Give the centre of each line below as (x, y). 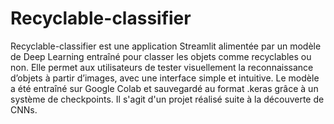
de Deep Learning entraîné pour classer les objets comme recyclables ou (161, 56)
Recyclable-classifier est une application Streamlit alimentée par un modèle (166, 46)
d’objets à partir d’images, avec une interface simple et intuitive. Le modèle (165, 78)
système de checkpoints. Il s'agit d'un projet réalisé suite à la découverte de (167, 99)
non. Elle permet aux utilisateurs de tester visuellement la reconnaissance (162, 67)
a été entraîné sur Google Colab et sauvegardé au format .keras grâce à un (164, 88)
